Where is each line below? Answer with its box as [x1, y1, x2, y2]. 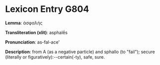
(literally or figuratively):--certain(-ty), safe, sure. [5, 54, 105, 60]
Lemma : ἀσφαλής [5, 20, 43, 26]
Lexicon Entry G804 [5, 3, 89, 15]
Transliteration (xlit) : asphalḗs [5, 29, 68, 35]
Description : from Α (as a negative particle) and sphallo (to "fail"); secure [5, 49, 155, 55]
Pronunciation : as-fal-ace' [5, 39, 60, 45]
